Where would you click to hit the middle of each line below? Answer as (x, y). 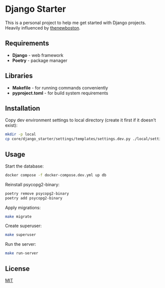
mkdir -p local (21, 134)
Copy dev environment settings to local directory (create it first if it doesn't (81, 120)
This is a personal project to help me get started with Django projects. (76, 23)
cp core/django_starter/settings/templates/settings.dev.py (68, 139)
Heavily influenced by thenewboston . (43, 28)
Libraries (19, 76)
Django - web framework (38, 55)
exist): (11, 125)
